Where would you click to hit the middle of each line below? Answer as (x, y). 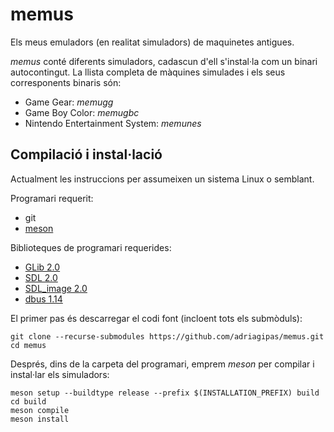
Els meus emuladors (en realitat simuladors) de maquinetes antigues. (152, 42)
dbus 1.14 (43, 299)
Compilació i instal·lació (86, 154)
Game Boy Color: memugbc (82, 112)
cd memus (28, 345)
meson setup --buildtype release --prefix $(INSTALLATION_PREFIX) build (165, 393)
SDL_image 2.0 (56, 288)
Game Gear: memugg (69, 102)
